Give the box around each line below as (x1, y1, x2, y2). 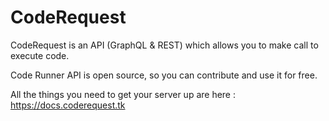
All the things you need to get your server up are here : (10, 88, 237, 100)
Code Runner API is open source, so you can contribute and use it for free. (10, 69, 318, 81)
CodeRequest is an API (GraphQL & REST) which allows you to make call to (10, 39, 319, 51)
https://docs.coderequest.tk (10, 99, 126, 111)
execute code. (10, 49, 70, 61)
